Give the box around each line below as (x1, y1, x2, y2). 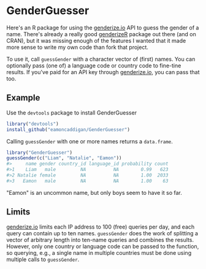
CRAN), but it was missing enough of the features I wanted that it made (6, 37, 186, 44)
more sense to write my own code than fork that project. (6, 44, 149, 51)
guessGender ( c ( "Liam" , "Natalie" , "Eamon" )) (6, 155, 122, 161)
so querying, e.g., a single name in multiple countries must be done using (6, 249, 192, 256)
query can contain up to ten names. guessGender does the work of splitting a (6, 229, 198, 237)
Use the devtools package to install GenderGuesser (6, 108, 137, 116)
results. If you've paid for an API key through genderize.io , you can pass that (6, 68, 200, 75)
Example (6, 93, 40, 103)
